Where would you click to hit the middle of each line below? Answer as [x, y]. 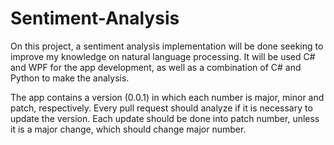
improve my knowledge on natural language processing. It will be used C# [163, 56]
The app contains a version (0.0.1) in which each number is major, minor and [167, 97]
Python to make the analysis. [70, 78]
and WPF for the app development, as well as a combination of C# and [156, 67]
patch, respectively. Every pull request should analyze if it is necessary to [161, 108]
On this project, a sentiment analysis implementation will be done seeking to [167, 46]
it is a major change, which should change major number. [128, 129]
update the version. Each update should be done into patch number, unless [165, 118]
